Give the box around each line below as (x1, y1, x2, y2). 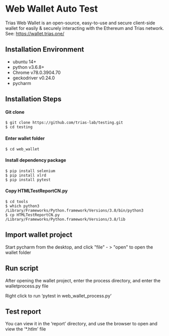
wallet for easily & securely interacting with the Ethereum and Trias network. (5, 25, 164, 31)
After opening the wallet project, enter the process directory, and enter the (5, 277, 161, 283)
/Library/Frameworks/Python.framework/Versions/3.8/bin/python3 (5, 208, 144, 213)
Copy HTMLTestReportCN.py (5, 188, 68, 194)
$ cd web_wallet (5, 146, 39, 152)
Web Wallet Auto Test (5, 3, 98, 15)
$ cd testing (5, 124, 33, 130)
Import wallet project (5, 231, 72, 239)
